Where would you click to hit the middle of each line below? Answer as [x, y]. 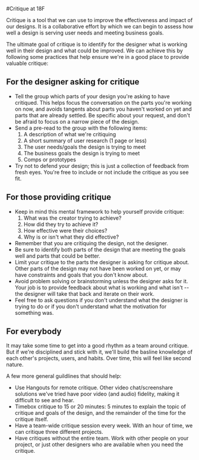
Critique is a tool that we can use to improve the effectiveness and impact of [99, 20]
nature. [15, 365]
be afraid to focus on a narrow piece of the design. [77, 121]
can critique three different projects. [59, 432]
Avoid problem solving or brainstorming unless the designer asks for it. [101, 281]
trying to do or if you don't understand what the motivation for [91, 306]
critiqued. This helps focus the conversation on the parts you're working [103, 102]
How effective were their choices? [65, 230]
